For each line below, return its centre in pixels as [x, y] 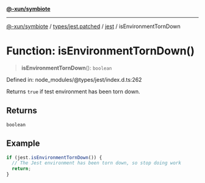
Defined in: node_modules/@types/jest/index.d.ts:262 [74, 79]
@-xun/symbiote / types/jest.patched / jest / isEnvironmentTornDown [94, 26]
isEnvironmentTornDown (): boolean [67, 68]
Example [23, 144]
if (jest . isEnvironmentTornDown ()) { [54, 157]
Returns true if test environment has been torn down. [73, 91]
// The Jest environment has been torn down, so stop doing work [97, 163]
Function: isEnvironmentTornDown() [101, 51]
